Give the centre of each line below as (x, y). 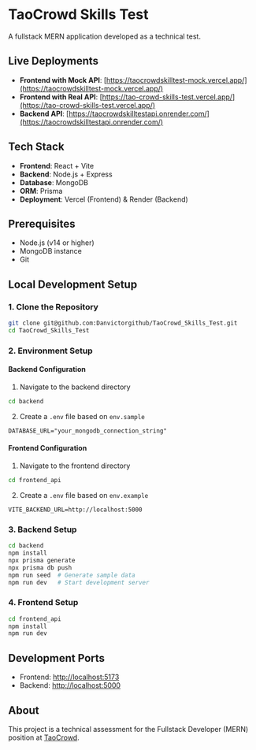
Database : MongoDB (54, 182)
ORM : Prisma (41, 191)
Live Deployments (54, 61)
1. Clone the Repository (53, 306)
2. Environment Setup (50, 351)
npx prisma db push (40, 568)
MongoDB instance (51, 251)
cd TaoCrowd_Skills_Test (49, 330)
